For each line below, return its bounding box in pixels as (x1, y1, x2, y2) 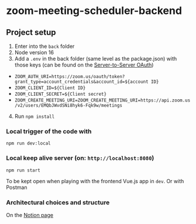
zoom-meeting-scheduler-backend (6, 4, 183, 17)
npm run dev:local (6, 141, 51, 146)
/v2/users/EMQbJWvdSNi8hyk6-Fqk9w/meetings (14, 103, 123, 108)
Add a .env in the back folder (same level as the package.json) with (14, 55, 177, 62)
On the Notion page (6, 211, 54, 218)
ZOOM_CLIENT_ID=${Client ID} (14, 85, 86, 91)
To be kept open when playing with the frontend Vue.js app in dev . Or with (6, 177, 184, 184)
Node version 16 (14, 49, 54, 56)
